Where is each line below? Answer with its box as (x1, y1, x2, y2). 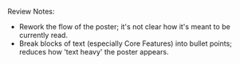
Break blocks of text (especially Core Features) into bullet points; (18, 39, 233, 48)
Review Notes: (7, 7, 55, 16)
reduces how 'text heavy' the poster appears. (18, 47, 169, 56)
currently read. (18, 31, 69, 40)
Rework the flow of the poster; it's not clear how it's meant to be (18, 22, 230, 31)
